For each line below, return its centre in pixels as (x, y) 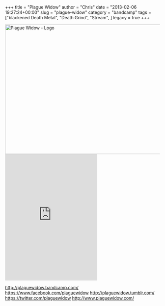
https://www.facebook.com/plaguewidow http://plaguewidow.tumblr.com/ (80, 293)
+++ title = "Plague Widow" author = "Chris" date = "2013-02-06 (71, 7)
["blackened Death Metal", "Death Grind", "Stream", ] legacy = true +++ (77, 18)
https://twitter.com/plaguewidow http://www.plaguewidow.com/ (69, 298)
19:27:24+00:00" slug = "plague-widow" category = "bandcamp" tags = (78, 12)
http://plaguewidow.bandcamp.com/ (42, 287)
